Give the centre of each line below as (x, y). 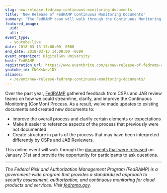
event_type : (17, 38)
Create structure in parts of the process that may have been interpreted (85, 134)
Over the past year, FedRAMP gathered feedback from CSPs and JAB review (83, 93)
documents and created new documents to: (50, 109)
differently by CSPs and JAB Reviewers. (53, 140)
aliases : (14, 75)
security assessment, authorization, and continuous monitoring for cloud (80, 180)
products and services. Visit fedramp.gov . (48, 185)
